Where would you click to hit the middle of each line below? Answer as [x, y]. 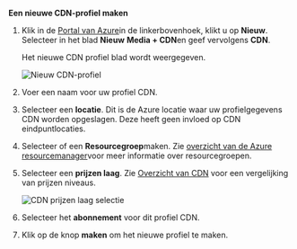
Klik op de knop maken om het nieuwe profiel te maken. [125, 235]
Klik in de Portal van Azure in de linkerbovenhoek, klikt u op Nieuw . [144, 30]
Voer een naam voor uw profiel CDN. [89, 92]
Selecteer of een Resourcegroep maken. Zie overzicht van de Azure [147, 146]
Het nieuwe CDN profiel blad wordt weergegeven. [114, 57]
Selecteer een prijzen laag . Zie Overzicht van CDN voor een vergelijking [155, 173]
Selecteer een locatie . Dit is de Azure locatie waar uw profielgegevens [152, 110]
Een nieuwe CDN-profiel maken [68, 13]
